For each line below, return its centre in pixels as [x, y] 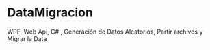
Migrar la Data [27, 38]
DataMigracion [50, 13]
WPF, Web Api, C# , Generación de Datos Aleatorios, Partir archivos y [105, 32]
